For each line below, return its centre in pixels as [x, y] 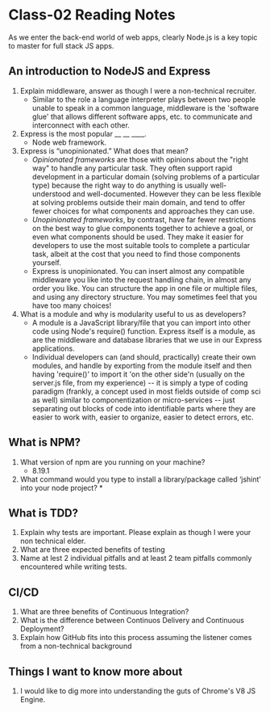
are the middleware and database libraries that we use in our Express [147, 339]
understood [51, 194]
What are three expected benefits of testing [92, 550]
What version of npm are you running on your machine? [112, 461]
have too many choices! [72, 305]
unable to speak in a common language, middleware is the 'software [145, 107]
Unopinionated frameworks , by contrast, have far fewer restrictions [144, 219]
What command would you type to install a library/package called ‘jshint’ [140, 479]
